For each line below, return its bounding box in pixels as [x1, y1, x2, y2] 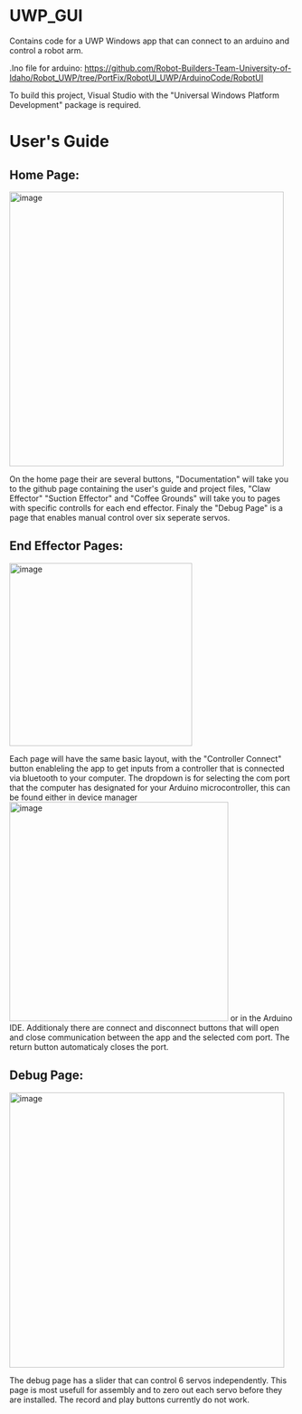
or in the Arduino [230, 1012, 293, 1024]
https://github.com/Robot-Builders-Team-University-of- [84, 63, 292, 73]
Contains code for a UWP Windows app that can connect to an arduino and [9, 35, 289, 46]
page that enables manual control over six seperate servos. [9, 512, 231, 523]
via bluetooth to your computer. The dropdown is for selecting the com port [9, 772, 291, 784]
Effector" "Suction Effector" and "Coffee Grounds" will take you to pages [9, 493, 280, 504]
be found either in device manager [9, 792, 138, 803]
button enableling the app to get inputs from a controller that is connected [9, 763, 285, 774]
